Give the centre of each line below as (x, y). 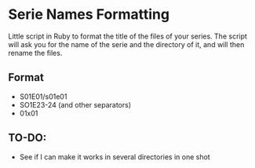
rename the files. (35, 53)
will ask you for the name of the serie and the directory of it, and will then (126, 44)
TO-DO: (27, 138)
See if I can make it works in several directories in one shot (115, 157)
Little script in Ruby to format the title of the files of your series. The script (127, 36)
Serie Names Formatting (89, 15)
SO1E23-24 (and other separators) (75, 104)
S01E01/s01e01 (43, 97)
